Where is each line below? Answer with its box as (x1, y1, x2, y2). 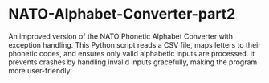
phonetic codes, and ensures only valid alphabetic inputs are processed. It (8, 48, 255, 58)
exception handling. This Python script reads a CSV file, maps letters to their (8, 39, 261, 49)
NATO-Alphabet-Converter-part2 (8, 5, 236, 23)
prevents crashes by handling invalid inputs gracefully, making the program (8, 57, 258, 67)
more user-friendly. (8, 65, 72, 75)
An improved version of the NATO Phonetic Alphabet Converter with (8, 31, 234, 41)
